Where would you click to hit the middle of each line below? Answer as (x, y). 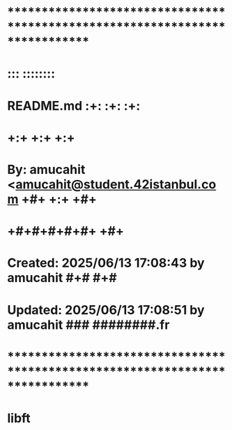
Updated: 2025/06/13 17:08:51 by (106, 310)
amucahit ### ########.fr (88, 325)
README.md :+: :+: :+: (74, 106)
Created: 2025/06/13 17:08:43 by (106, 263)
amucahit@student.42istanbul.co (116, 184)
